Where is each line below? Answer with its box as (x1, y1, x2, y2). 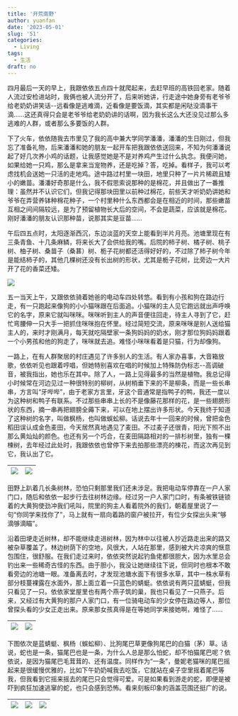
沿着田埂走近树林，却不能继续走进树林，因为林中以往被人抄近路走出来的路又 (7, 534, 231, 542)
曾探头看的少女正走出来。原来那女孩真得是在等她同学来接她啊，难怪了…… (7, 605, 223, 613)
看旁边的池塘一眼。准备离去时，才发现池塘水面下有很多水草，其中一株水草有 (7, 569, 231, 578)
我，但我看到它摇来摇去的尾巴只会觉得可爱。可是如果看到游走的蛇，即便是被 (7, 674, 231, 683)
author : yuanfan (7, 17, 55, 24)
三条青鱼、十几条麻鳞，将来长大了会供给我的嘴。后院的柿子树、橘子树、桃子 (7, 237, 231, 246)
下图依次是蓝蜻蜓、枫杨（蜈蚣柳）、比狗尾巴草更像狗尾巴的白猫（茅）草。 (7, 639, 222, 647)
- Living (13, 43, 40, 50)
